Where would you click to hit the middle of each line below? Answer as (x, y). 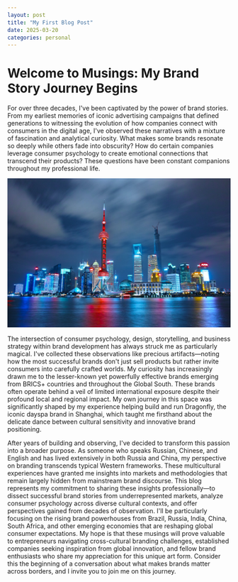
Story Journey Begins (73, 88)
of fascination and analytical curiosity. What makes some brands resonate (115, 138)
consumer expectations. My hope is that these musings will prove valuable (116, 533)
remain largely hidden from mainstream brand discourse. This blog (104, 481)
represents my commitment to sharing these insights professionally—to (112, 488)
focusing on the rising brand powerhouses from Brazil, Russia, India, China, (117, 518)
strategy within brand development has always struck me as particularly (112, 346)
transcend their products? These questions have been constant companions (119, 161)
